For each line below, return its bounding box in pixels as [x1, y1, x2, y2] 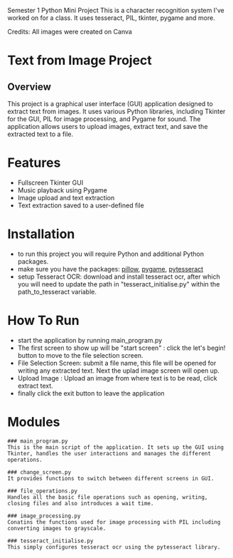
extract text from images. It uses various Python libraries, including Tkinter [7, 107, 226, 115]
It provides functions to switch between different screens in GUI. [7, 475, 215, 482]
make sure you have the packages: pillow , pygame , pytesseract [17, 264, 204, 273]
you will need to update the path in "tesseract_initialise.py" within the [17, 279, 220, 288]
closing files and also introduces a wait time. [7, 500, 154, 507]
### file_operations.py [7, 487, 78, 495]
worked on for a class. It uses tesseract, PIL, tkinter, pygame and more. [7, 14, 215, 22]
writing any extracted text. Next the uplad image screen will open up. [17, 366, 220, 375]
